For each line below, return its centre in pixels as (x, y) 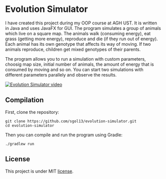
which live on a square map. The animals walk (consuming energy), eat (78, 33)
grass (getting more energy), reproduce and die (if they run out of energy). (82, 39)
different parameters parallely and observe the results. (61, 75)
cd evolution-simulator (30, 125)
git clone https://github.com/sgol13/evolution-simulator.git (71, 121)
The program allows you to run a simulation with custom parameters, (76, 59)
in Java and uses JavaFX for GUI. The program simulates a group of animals (83, 28)
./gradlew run (20, 144)
